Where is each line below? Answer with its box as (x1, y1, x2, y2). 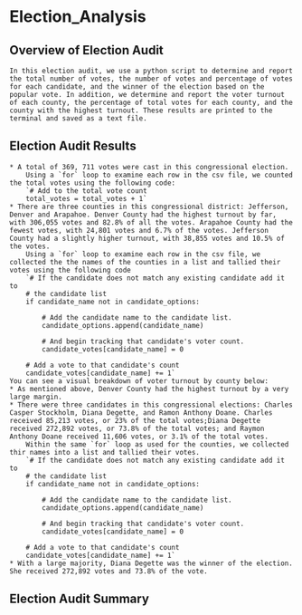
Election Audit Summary (9, 591, 149, 607)
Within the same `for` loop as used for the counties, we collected (25, 439, 289, 449)
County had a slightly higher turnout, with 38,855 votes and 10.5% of (9, 234, 285, 243)
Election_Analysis (9, 6, 146, 27)
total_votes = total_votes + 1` (25, 194, 147, 203)
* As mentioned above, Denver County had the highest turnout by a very (9, 384, 289, 393)
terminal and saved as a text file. (9, 114, 147, 123)
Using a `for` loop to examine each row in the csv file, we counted (25, 170, 294, 179)
